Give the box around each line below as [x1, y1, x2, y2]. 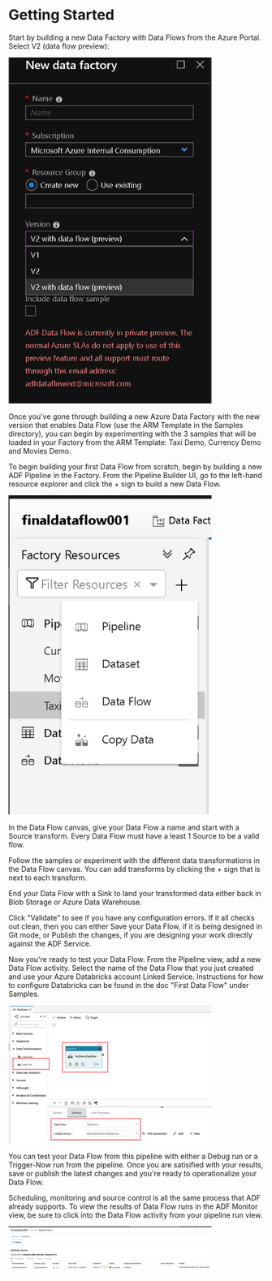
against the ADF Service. [8, 939, 92, 949]
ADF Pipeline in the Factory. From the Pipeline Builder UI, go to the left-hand [8, 471, 262, 481]
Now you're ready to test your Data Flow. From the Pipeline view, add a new [8, 955, 261, 964]
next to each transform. [8, 873, 88, 882]
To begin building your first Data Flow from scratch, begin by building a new [8, 462, 262, 472]
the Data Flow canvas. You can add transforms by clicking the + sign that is [8, 865, 261, 874]
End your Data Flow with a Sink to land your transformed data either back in [8, 889, 261, 899]
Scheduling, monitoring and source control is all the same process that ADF [8, 1193, 261, 1203]
